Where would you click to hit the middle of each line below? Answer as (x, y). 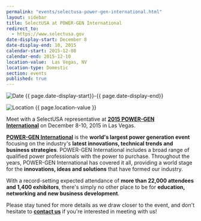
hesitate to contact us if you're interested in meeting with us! (82, 211)
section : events (26, 73)
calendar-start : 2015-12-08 (41, 51)
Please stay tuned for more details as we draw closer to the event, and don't (100, 205)
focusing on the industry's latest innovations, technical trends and (90, 144)
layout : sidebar (26, 17)
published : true (26, 79)
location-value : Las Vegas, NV (46, 62)
